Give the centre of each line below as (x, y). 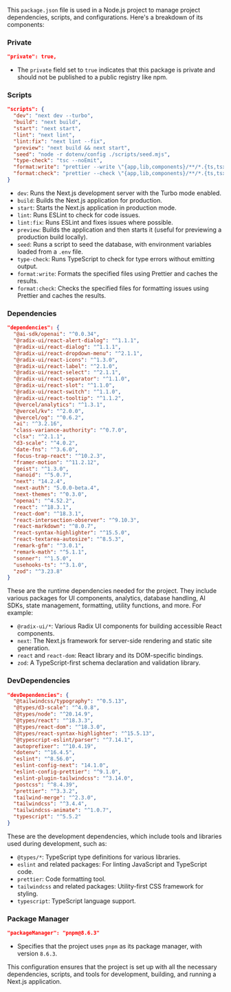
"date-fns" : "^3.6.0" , (46, 449)
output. (27, 266)
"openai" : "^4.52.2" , (44, 500)
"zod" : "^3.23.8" (38, 571)
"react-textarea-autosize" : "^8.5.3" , (69, 539)
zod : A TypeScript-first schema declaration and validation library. (109, 663)
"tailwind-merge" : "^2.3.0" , (55, 798)
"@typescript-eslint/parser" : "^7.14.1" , (74, 740)
